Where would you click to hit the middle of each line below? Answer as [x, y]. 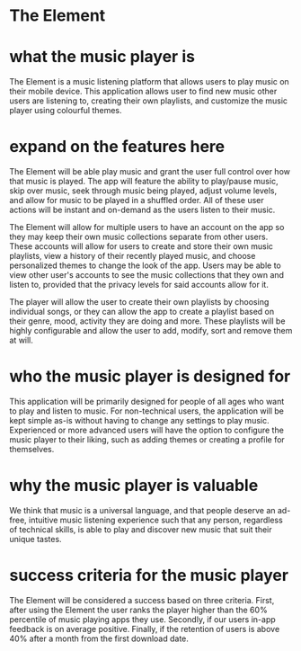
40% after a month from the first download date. [99, 638]
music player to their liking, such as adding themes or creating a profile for [147, 440]
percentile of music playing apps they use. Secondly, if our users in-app [142, 619]
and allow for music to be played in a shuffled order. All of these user [137, 201]
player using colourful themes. [66, 111]
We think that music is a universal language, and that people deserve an [142, 510]
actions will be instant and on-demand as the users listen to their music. [142, 210]
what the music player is [102, 57]
